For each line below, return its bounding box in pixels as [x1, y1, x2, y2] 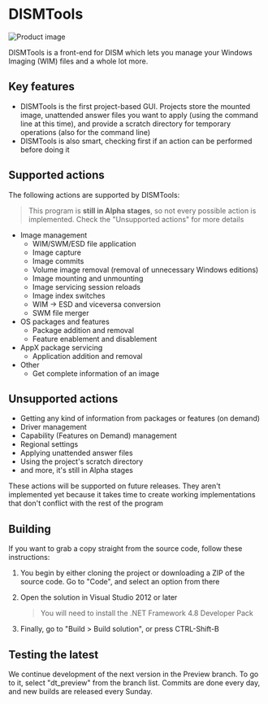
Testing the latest [8, 648, 99, 662]
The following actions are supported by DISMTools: [8, 190, 180, 199]
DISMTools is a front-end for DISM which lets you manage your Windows [8, 47, 253, 57]
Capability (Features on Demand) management [19, 431, 177, 440]
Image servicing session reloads [32, 282, 140, 291]
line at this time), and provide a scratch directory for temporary [19, 119, 231, 129]
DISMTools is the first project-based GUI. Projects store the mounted [19, 101, 251, 111]
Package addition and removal [32, 325, 134, 335]
